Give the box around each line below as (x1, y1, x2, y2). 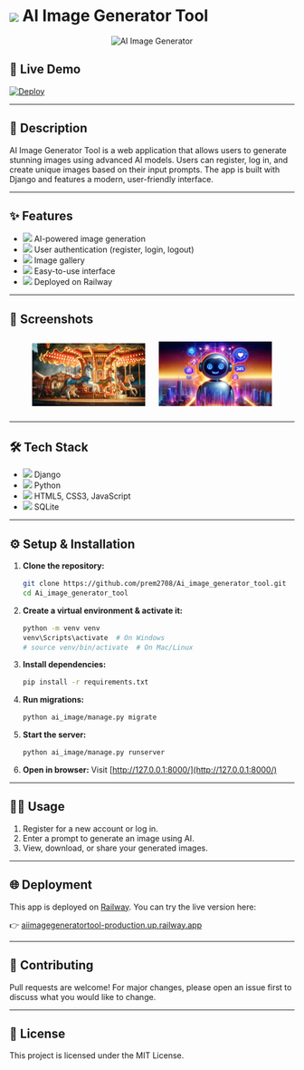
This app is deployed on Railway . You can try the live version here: (9, 901, 256, 912)
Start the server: (22, 729, 87, 740)
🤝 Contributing (9, 958, 94, 973)
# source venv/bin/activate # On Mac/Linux (22, 643, 194, 652)
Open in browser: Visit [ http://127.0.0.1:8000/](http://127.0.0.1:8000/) (22, 764, 278, 775)
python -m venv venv (22, 623, 100, 633)
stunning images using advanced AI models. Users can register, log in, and (9, 154, 288, 165)
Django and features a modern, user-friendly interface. (9, 173, 214, 184)
